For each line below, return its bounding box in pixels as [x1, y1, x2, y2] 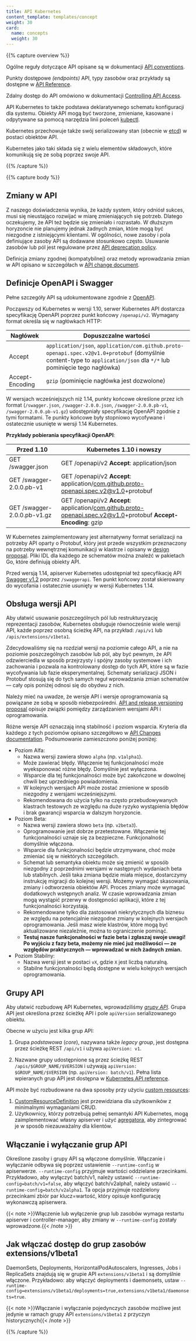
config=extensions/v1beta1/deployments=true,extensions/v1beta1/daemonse [6, 1288, 190, 1294]
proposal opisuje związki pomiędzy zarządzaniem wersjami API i [6, 705, 162, 712]
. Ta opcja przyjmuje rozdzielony [81, 1186, 160, 1193]
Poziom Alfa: [14, 747, 45, 754]
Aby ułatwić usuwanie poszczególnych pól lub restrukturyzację [6, 615, 158, 622]
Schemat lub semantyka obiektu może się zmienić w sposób [23, 859, 169, 866]
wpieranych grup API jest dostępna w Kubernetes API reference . [14, 1075, 170, 1082]
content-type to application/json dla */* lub [46, 356, 170, 364]
